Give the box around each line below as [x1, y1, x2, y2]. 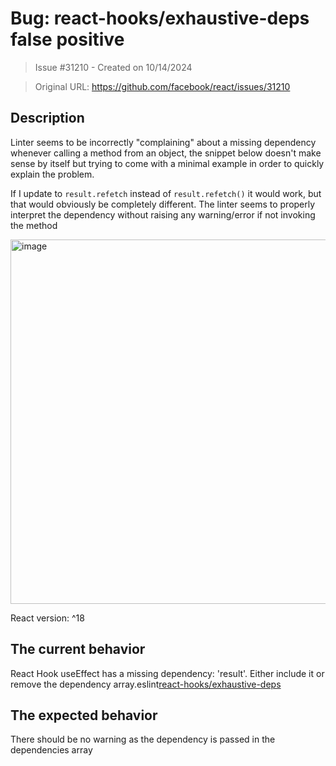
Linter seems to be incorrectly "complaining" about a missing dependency [10, 136, 317, 148]
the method [10, 219, 58, 231]
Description [10, 110, 85, 127]
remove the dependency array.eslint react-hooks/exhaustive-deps [10, 678, 282, 690]
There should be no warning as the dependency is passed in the [10, 733, 276, 746]
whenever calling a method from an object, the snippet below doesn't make [10, 147, 322, 159]
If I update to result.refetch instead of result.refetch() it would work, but [10, 187, 322, 199]
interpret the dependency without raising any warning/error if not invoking [10, 208, 316, 221]
